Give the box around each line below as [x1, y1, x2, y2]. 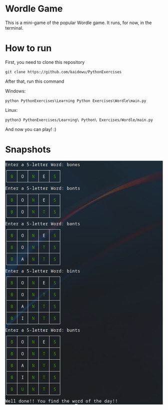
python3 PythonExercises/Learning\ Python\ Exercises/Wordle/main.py [5, 117, 153, 122]
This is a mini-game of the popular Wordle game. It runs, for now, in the [5, 20, 152, 26]
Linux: [5, 107, 18, 113]
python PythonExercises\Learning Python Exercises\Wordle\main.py [5, 98, 146, 103]
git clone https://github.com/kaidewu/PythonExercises [5, 69, 122, 74]
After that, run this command [5, 78, 64, 84]
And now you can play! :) [5, 126, 56, 132]
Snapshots [5, 144, 51, 156]
